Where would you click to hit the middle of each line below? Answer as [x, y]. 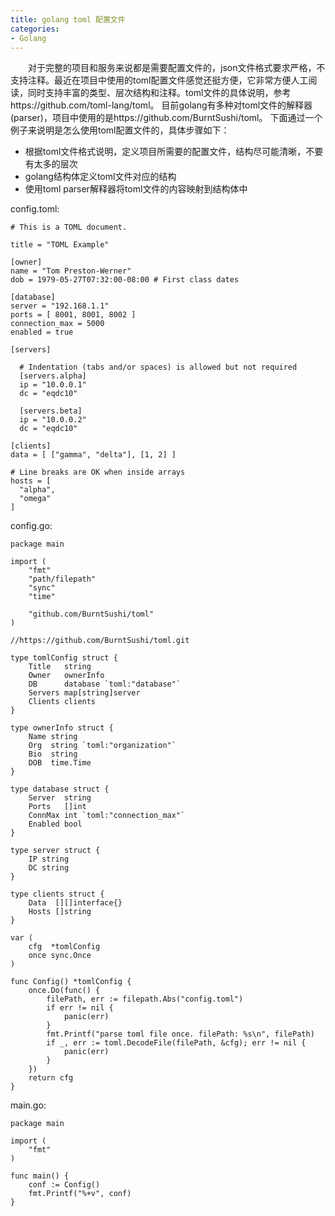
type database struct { [60, 789]
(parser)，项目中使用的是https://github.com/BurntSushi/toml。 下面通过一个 [166, 118]
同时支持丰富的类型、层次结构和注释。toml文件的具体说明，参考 [159, 93]
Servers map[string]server [84, 693]
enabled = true [42, 332]
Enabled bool [55, 824]
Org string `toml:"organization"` [102, 746]
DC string [49, 868]
